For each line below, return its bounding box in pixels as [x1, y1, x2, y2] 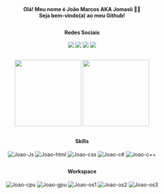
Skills [75, 138, 89, 145]
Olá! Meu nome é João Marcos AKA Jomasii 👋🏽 [23, 6, 141, 12]
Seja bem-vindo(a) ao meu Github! [38, 12, 126, 19]
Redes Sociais [64, 29, 100, 36]
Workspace [67, 168, 97, 175]
